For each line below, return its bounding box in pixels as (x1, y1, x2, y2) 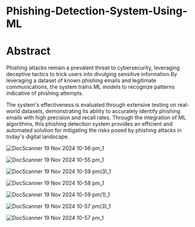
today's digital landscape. (6, 133, 70, 140)
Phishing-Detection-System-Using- (6, 4, 188, 18)
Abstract (6, 44, 51, 58)
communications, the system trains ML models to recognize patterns (6, 83, 175, 90)
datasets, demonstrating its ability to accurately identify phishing (21, 108, 181, 115)
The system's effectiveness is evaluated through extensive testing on (6, 101, 177, 108)
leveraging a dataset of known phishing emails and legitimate (6, 77, 157, 84)
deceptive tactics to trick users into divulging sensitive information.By (6, 71, 178, 78)
